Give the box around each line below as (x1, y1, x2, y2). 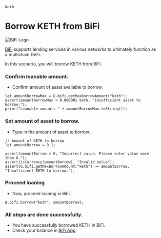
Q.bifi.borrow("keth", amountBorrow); (5, 200, 84, 205)
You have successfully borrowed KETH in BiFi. (12, 222, 105, 228)
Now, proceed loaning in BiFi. (12, 190, 71, 196)
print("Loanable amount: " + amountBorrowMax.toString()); (5, 106, 128, 112)
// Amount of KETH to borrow (5, 138, 64, 143)
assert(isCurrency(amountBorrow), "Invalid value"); (5, 159, 115, 164)
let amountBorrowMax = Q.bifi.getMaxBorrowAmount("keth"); (5, 94, 128, 99)
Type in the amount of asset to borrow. (12, 129, 90, 135)
